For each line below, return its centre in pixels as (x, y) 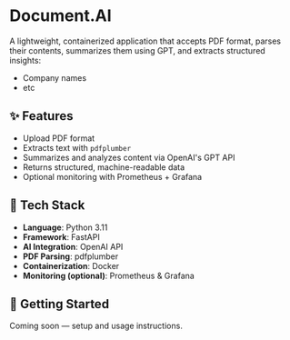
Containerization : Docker (71, 265)
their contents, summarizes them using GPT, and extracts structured (137, 50)
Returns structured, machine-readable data (104, 167)
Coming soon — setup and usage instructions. (96, 326)
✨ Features (41, 116)
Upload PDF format (59, 138)
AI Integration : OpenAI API (73, 246)
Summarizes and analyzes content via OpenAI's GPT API (129, 157)
